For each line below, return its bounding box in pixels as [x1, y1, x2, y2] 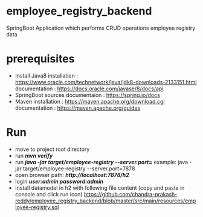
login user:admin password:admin [14, 178, 104, 185]
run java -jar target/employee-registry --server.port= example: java [14, 158, 188, 165]
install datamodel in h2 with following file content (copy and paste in [14, 184, 185, 192]
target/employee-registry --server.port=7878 [23, 165, 135, 172]
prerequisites [6, 52, 75, 66]
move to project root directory [14, 145, 90, 153]
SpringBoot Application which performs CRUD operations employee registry [6, 24, 196, 32]
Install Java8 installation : [14, 72, 79, 79]
